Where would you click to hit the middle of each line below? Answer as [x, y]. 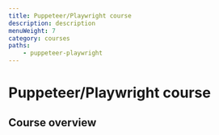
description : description [52, 23]
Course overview [53, 123]
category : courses [39, 38]
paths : [19, 46]
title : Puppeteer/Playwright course [70, 16]
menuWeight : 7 [32, 31]
